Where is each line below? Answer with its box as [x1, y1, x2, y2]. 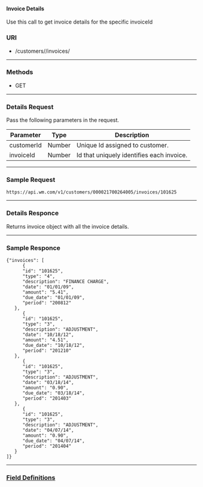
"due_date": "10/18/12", [22, 342, 85, 348]
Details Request [6, 102, 54, 111]
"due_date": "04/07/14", [22, 437, 85, 444]
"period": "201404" [22, 443, 71, 449]
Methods [6, 68, 33, 76]
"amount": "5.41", [22, 289, 69, 295]
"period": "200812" [22, 300, 71, 306]
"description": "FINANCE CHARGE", [22, 278, 110, 284]
